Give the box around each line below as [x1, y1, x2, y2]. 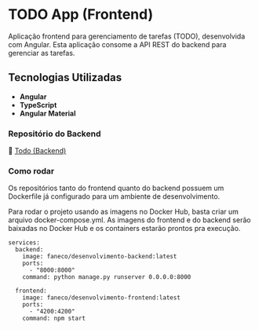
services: [8, 239, 41, 247]
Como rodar [8, 165, 55, 176]
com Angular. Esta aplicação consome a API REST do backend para [8, 39, 227, 49]
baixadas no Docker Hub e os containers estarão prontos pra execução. [8, 224, 241, 233]
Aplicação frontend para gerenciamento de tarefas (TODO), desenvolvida [8, 31, 246, 41]
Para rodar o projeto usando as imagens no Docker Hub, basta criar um [8, 207, 239, 217]
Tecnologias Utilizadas [8, 71, 122, 84]
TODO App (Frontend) [8, 5, 154, 24]
